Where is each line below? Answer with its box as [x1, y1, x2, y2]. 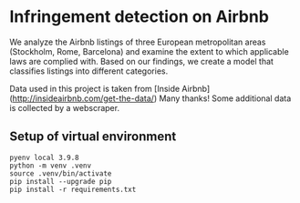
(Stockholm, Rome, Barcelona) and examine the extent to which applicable [9, 46, 289, 56]
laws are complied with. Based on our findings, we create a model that [9, 56, 274, 66]
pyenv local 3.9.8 [9, 153, 79, 162]
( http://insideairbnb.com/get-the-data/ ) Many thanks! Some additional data [9, 93, 292, 104]
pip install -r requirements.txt [9, 185, 137, 194]
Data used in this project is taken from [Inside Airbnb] [9, 83, 211, 94]
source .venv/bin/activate [9, 168, 112, 178]
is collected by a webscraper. [9, 102, 120, 113]
